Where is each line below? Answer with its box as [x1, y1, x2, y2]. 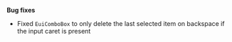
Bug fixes [6, 6, 36, 14]
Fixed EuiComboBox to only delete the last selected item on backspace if [16, 20, 225, 27]
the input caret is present [16, 27, 91, 35]
